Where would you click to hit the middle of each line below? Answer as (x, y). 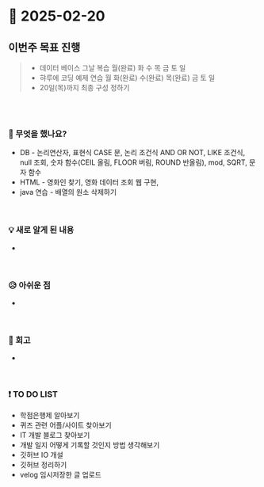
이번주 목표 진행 (44, 47)
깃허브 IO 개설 (41, 455)
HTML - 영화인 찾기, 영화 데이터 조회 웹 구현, (89, 182)
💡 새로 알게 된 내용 (41, 230)
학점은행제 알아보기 (50, 416)
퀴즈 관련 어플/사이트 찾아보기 (66, 425)
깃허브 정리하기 (43, 465)
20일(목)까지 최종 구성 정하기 (84, 88)
